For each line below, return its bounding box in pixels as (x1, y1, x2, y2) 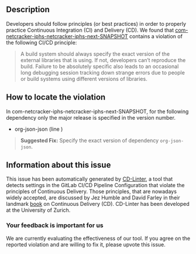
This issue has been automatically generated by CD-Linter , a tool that (6, 175, 173, 182)
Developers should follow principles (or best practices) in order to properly (6, 20, 186, 27)
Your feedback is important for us (6, 221, 104, 229)
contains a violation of (129, 32, 183, 40)
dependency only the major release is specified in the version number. (6, 114, 176, 121)
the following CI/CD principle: (6, 39, 77, 46)
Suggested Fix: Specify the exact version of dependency (20, 137, 159, 144)
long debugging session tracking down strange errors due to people (20, 69, 185, 76)
